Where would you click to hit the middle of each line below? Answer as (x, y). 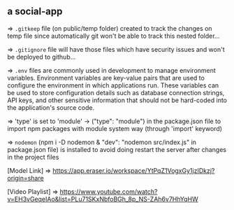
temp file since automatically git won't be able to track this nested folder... (114, 36)
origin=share (25, 178)
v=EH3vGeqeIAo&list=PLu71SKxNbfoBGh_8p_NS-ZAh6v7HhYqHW (103, 199)
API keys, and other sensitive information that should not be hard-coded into (117, 100)
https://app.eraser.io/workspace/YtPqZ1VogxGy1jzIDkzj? (133, 170)
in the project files (33, 157)
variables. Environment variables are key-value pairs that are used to (106, 78)
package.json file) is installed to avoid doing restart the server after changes (117, 149)
